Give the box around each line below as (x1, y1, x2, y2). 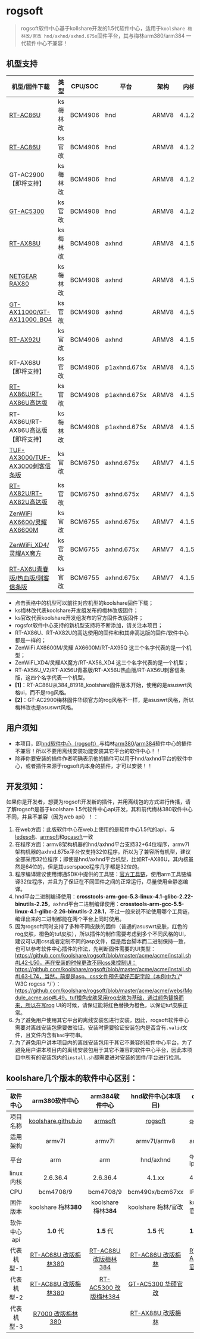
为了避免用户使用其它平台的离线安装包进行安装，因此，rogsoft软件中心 (14, 1017, 189, 1024)
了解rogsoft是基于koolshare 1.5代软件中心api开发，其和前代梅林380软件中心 (6, 806, 193, 813)
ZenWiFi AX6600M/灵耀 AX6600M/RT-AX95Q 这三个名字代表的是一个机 (14, 644, 192, 651)
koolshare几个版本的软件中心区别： (6, 1073, 138, 1083)
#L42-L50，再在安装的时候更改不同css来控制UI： (14, 959, 137, 966)
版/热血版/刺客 (9, 574, 49, 582)
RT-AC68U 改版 (30, 1251, 76, 1259)
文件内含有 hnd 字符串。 (30, 1032, 86, 1039)
